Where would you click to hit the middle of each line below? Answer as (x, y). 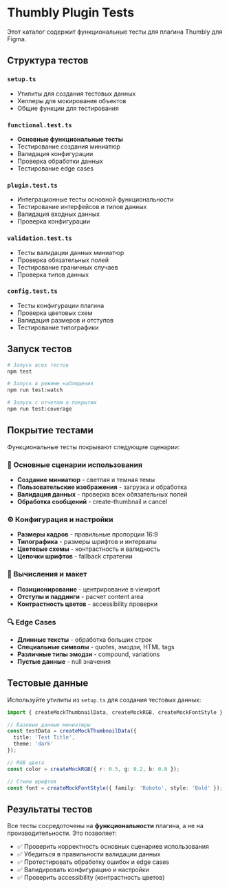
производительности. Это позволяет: (62, 833)
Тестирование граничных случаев (67, 267)
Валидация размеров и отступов (65, 320)
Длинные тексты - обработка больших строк (85, 639)
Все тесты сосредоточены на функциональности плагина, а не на (106, 826)
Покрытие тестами (51, 430)
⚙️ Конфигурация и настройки (60, 519)
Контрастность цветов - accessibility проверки (87, 604)
